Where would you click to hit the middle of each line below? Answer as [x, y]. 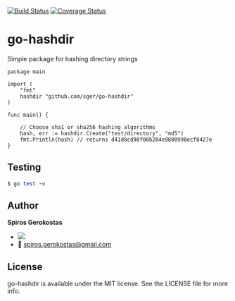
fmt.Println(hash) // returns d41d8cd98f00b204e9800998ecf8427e [116, 140]
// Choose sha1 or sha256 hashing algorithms [88, 127]
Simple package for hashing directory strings [73, 59]
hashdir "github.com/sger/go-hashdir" [77, 96]
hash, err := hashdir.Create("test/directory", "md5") [102, 133]
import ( [20, 84]
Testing [24, 167]
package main [26, 72]
